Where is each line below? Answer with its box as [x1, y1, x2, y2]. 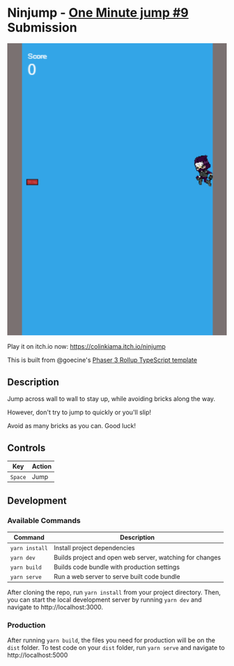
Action [31, 462, 52, 471]
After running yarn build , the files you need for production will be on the [7, 636, 216, 644]
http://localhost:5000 [7, 651, 68, 660]
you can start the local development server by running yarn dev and [7, 595, 202, 604]
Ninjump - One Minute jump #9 [7, 5, 189, 21]
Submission [7, 20, 78, 36]
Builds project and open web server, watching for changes [53, 553, 221, 561]
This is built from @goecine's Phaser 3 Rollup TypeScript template [7, 356, 197, 364]
